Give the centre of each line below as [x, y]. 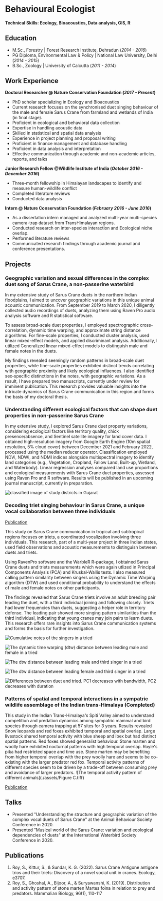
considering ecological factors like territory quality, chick [62, 431]
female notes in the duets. [31, 351]
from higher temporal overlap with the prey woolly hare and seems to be [77, 757]
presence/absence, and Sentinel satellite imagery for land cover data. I [76, 437]
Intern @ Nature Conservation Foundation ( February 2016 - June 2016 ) [78, 208]
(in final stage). [27, 118]
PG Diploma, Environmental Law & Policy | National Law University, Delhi [85, 55]
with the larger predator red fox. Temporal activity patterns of [83, 762]
